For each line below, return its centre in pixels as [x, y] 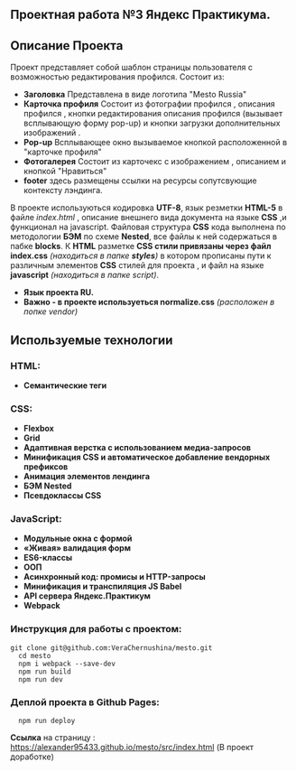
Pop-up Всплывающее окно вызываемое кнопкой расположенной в [155, 143]
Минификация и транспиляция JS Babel [102, 587]
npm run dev [41, 679]
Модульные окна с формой [78, 539]
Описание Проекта [67, 46]
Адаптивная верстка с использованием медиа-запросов [137, 448]
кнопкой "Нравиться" [65, 172]
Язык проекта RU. [58, 293]
